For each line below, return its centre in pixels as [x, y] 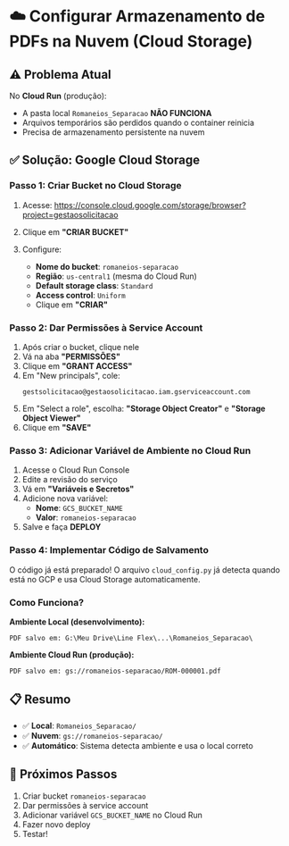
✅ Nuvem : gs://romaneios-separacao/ [92, 735]
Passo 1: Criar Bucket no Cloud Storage [95, 186]
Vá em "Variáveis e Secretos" [78, 489]
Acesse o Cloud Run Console [76, 470]
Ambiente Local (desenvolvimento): [77, 622]
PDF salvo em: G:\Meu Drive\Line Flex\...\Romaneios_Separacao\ [131, 638]
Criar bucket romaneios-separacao [84, 796]
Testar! [35, 833]
